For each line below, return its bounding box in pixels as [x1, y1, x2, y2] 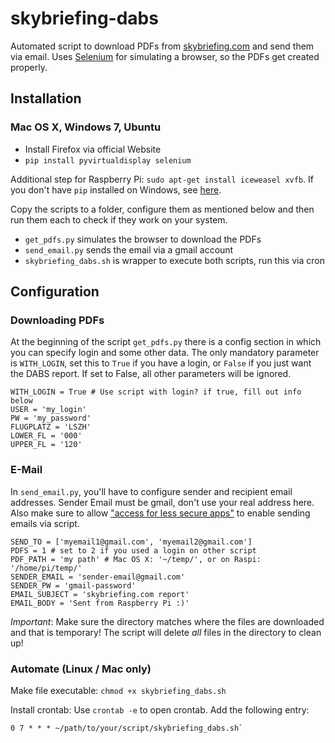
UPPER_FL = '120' [10, 440, 83, 450]
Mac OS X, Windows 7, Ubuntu [10, 120, 162, 134]
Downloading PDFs [10, 313, 105, 327]
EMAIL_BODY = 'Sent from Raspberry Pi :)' [10, 598, 190, 608]
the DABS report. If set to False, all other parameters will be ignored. [10, 368, 292, 380]
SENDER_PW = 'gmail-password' [10, 580, 137, 591]
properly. [10, 61, 48, 73]
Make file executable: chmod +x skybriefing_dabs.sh [10, 684, 227, 696]
